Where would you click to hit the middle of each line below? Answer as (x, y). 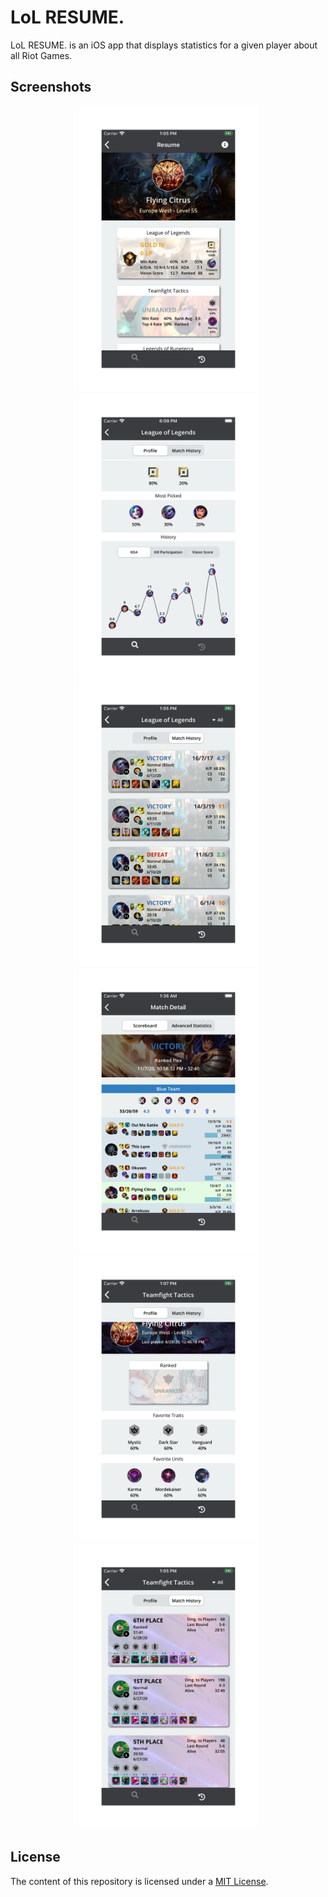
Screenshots (51, 87)
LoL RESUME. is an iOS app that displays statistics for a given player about (164, 45)
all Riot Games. (41, 55)
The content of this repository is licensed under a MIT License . (139, 1881)
